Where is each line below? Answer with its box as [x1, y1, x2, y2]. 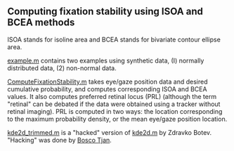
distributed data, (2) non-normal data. [7, 63, 117, 72]
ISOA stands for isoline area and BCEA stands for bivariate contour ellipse [7, 35, 221, 44]
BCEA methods [7, 17, 75, 29]
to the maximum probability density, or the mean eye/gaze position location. [7, 114, 228, 123]
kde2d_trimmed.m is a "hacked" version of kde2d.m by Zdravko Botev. [7, 128, 212, 136]
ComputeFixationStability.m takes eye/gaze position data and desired [7, 77, 208, 86]
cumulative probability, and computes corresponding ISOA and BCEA [7, 84, 207, 93]
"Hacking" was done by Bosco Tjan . [7, 136, 112, 144]
